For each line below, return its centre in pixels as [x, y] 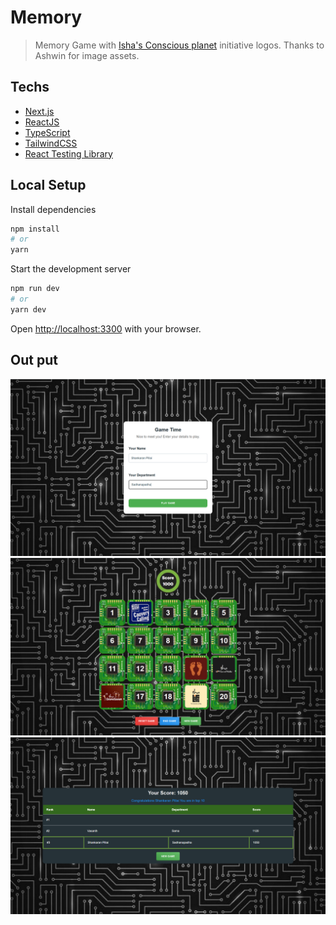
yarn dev [28, 309]
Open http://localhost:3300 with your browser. [106, 328]
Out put [34, 360]
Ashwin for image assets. [87, 55]
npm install [35, 229]
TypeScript [47, 132]
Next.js [39, 111]
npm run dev [35, 289]
